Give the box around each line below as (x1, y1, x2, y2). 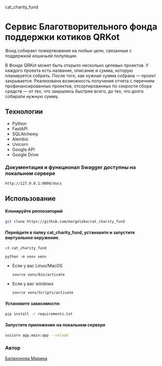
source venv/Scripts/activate (12, 290, 74, 295)
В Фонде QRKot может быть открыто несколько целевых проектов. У (5, 62, 149, 68)
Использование (5, 195, 56, 203)
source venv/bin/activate (12, 272, 65, 277)
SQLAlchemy (12, 131, 38, 137)
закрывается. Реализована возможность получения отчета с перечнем (5, 78, 155, 83)
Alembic (12, 136, 29, 142)
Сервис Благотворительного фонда (5, 21, 158, 32)
